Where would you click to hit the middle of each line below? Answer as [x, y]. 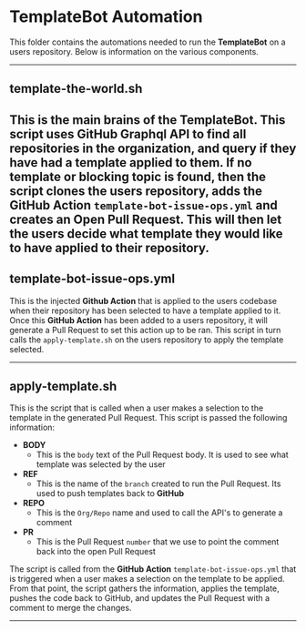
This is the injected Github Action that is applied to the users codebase [143, 300]
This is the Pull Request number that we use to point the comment [158, 542]
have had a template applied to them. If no [131, 163]
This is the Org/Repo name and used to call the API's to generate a [159, 513]
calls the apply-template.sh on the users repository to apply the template [147, 340]
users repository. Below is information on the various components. [134, 51]
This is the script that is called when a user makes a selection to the [137, 408]
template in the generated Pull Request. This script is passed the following [148, 418]
